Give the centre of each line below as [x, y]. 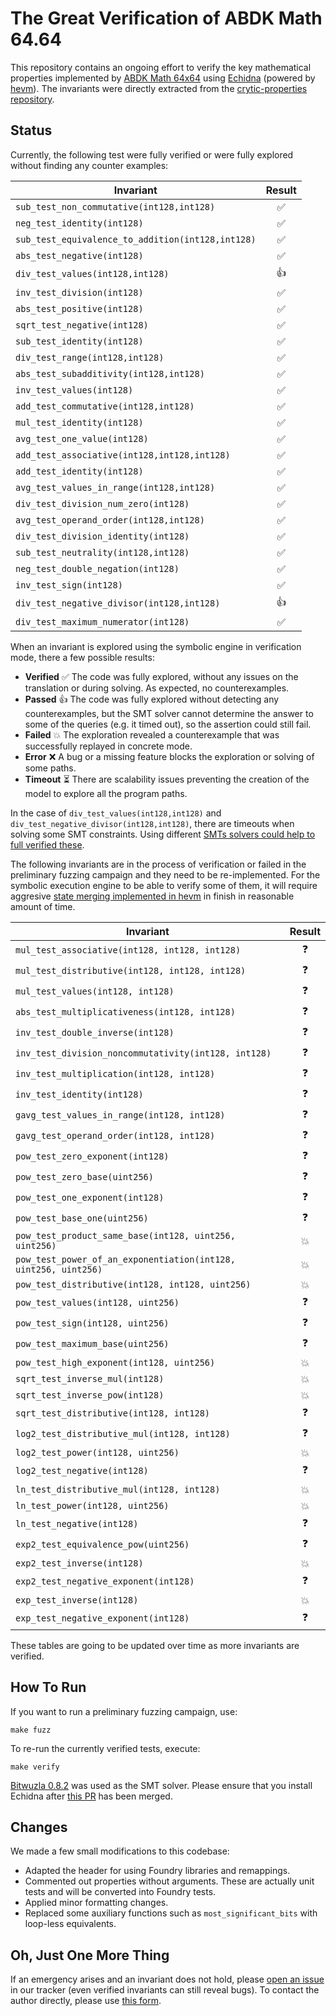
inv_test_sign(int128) [69, 585]
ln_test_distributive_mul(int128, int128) [118, 1489]
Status [31, 130]
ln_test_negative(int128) [77, 1524]
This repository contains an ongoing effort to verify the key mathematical [161, 67]
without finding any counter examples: [89, 165]
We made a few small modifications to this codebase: [120, 1851]
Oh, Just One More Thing [90, 1955]
